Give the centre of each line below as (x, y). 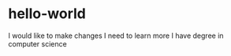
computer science (37, 43)
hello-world (47, 14)
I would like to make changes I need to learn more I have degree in (116, 35)
